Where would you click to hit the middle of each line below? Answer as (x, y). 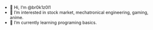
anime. (16, 17)
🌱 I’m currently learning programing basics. (53, 22)
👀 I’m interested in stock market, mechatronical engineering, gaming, (79, 12)
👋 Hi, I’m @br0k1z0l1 (30, 7)
